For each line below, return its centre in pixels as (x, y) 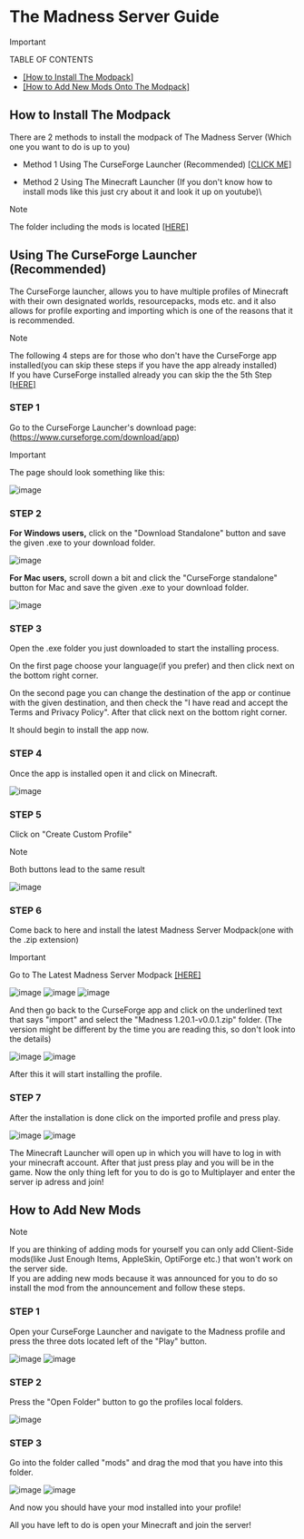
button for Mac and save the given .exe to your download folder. (129, 588)
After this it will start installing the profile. (86, 1074)
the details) (30, 1039)
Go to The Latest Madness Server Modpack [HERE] (105, 975)
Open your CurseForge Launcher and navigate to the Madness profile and (147, 1331)
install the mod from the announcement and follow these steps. (127, 1288)
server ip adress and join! (57, 1181)
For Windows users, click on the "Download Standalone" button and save (148, 534)
